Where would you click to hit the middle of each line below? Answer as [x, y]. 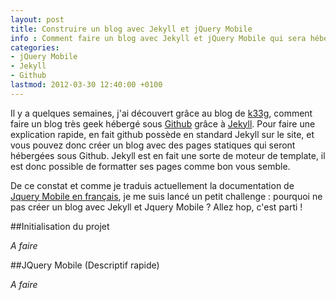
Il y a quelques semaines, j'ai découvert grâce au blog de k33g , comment [161, 113]
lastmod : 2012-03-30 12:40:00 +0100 [86, 85]
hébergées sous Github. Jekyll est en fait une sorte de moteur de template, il [168, 155]
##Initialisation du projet [60, 226]
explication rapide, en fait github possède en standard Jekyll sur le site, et [162, 134]
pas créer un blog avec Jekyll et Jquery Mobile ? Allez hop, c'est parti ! [156, 207]
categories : [35, 47]
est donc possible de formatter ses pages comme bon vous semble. [150, 166]
